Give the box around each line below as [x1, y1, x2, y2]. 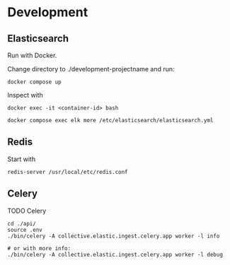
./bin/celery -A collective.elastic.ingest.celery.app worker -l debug [7, 251, 223, 258]
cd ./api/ [7, 220, 37, 227]
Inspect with [7, 91, 44, 99]
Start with [7, 155, 36, 163]
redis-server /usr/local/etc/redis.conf [7, 168, 129, 175]
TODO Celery [7, 206, 47, 215]
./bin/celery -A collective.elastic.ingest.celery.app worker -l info [7, 232, 220, 240]
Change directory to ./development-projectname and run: [7, 65, 175, 73]
